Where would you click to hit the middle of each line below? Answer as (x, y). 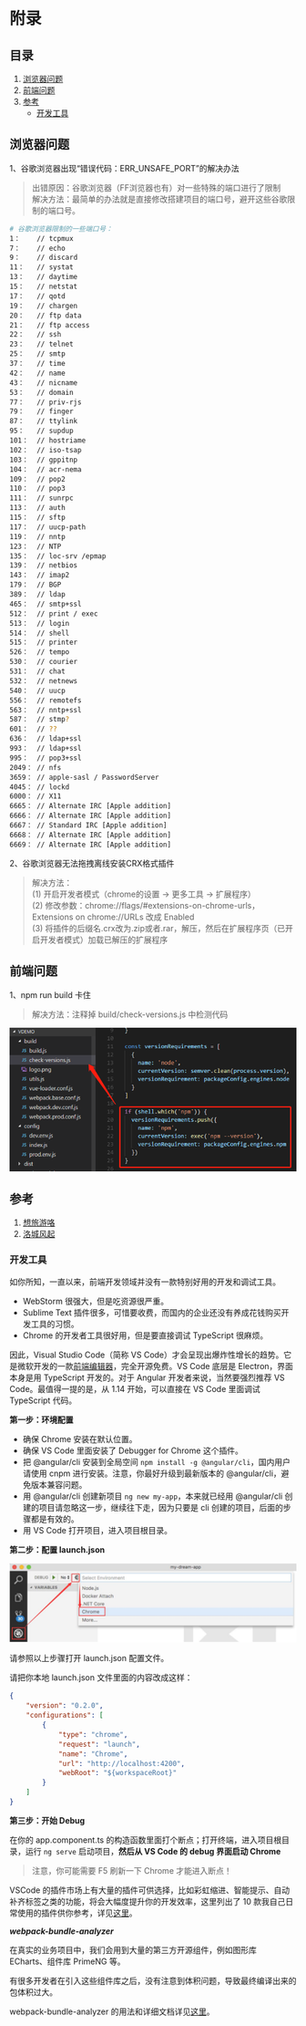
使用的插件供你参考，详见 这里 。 (77, 1913)
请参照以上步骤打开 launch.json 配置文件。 (89, 1658)
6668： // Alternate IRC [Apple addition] (90, 835)
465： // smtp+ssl (46, 604)
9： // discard (44, 258)
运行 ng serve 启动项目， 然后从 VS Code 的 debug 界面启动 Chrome (153, 1851)
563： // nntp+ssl (46, 710)
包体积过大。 (33, 1992)
